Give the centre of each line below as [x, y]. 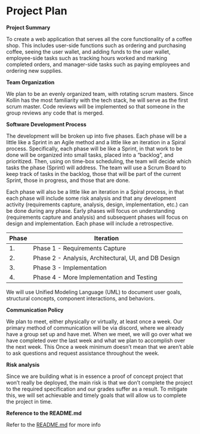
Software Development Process [46, 124]
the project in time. [29, 401]
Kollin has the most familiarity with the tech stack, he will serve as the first [97, 100]
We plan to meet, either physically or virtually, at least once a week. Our [94, 321]
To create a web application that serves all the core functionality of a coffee [99, 39]
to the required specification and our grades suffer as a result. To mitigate [97, 389]
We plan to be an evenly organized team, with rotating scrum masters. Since [100, 94]
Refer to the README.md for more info [53, 424]
